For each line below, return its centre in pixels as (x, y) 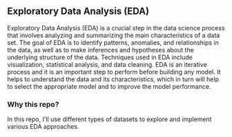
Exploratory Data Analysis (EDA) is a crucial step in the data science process (116, 28)
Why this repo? (33, 104)
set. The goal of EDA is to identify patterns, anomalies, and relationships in (113, 42)
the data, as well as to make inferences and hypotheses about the (101, 50)
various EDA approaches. (43, 127)
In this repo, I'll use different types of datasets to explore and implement (109, 119)
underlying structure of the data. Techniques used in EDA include (100, 57)
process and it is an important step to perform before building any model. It (114, 72)
